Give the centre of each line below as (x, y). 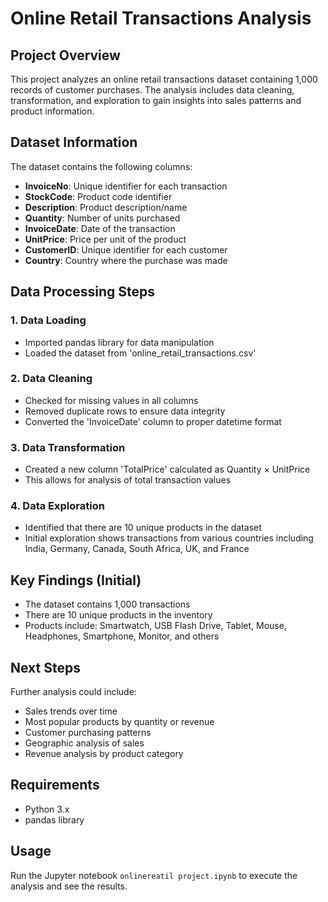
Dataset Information (74, 142)
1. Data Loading (48, 320)
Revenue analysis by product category (104, 754)
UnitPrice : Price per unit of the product (105, 239)
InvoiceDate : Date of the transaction (100, 228)
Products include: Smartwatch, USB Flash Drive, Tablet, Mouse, (155, 626)
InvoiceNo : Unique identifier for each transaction (126, 186)
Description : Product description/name (106, 207)
